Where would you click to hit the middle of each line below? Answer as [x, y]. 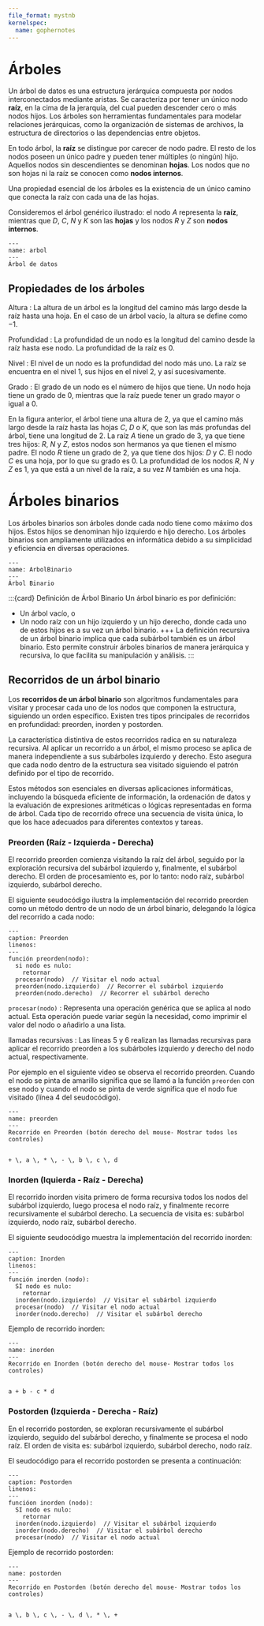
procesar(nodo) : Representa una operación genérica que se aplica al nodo [130, 1008]
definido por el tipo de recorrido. [61, 773]
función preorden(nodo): [49, 959]
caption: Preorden [38, 939]
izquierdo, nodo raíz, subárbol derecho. [72, 1222]
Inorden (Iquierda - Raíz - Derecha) [76, 1180]
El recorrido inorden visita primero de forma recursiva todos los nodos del [128, 1197]
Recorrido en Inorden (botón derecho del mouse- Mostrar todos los [121, 1364]
